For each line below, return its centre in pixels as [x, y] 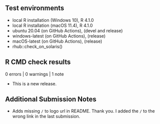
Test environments [35, 8]
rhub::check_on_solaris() [37, 46]
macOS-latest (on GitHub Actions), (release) [57, 41]
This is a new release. [34, 83]
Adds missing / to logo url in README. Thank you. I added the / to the [83, 111]
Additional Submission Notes [51, 99]
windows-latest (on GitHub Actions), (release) [59, 36]
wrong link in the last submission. [46, 117]
